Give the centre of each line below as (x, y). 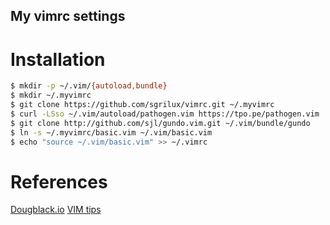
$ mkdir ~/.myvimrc (51, 95)
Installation (58, 59)
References (59, 181)
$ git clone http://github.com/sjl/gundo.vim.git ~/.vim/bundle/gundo (160, 123)
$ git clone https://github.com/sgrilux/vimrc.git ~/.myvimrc (142, 105)
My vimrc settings (68, 16)
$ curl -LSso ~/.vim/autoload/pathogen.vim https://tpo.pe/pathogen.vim (165, 114)
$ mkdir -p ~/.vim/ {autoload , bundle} (89, 86)
